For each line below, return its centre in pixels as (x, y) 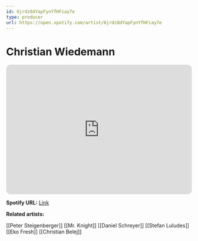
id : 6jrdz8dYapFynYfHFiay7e (41, 11)
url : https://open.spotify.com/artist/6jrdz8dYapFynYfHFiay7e (84, 22)
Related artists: (25, 214)
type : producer (25, 17)
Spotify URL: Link (28, 203)
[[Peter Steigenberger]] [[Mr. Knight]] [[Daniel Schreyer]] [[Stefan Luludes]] (98, 226)
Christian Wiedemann (61, 52)
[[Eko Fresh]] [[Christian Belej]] (44, 232)
